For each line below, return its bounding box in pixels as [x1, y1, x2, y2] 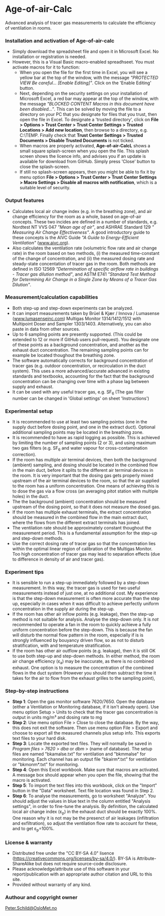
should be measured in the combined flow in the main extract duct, [12, 514, 149, 520]
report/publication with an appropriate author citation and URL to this [12, 871, 153, 877]
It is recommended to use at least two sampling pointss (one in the [12, 419, 148, 424]
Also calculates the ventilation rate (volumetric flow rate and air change [12, 245, 157, 251]
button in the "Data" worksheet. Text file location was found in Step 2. [12, 788, 154, 794]
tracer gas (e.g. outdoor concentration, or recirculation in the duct [12, 362, 146, 368]
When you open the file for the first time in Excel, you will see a [19, 70, 148, 75]
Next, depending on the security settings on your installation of [19, 90, 148, 97]
